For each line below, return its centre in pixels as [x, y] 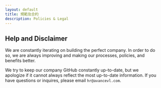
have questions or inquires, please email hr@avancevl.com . [63, 81]
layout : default [21, 10]
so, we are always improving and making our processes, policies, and [75, 55]
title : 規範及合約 [22, 14]
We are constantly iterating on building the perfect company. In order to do [80, 50]
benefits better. [20, 61]
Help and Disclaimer [36, 38]
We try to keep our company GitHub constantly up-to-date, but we [72, 70]
